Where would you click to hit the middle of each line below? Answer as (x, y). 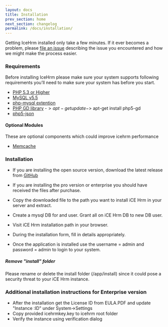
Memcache (24, 146)
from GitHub (25, 175)
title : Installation (27, 15)
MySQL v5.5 (25, 98)
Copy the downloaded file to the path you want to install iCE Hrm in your (87, 200)
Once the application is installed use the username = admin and (78, 244)
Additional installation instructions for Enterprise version (76, 292)
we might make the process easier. (41, 54)
